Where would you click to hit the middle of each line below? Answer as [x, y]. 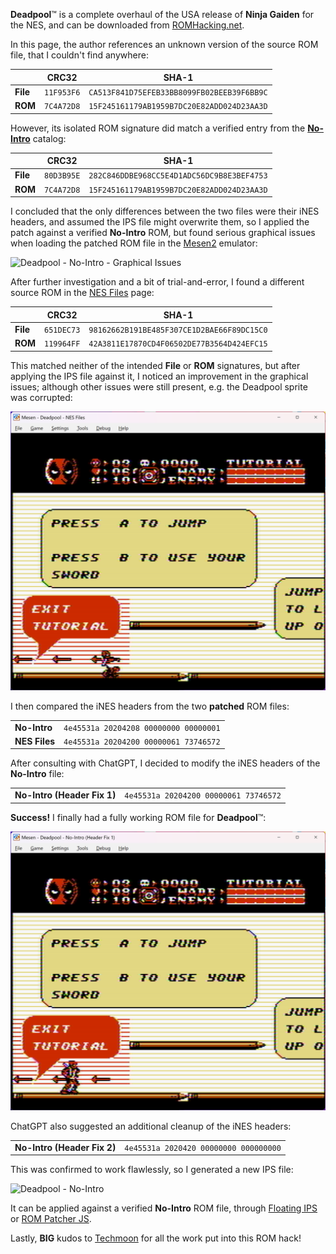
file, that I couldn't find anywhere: [79, 55]
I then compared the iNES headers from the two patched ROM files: [150, 706]
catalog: [49, 138]
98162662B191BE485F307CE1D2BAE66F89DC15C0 [178, 330]
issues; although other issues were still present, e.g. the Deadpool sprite [159, 386]
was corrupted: [41, 397]
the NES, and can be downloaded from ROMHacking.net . [127, 25]
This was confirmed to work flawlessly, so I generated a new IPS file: [152, 1170]
